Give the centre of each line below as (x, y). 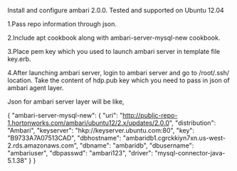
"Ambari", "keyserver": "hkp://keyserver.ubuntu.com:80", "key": (101, 130)
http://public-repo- (150, 115)
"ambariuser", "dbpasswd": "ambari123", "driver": (80, 153)
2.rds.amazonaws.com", (43, 145)
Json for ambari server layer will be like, (66, 101)
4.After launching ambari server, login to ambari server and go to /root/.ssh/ (118, 73)
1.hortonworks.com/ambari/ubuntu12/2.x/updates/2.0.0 (88, 123)
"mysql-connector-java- (190, 153)
